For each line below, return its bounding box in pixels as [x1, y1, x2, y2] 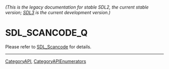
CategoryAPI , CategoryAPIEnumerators [5, 58, 87, 64]
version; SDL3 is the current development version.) [5, 9, 111, 15]
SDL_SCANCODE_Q [5, 27, 88, 38]
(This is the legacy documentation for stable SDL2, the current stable [5, 4, 149, 10]
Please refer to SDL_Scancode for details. [5, 43, 92, 50]
